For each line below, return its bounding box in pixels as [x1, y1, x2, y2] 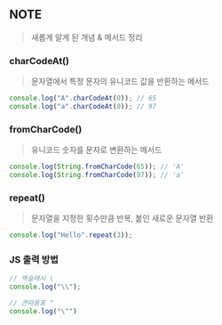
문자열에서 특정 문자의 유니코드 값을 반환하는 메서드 [30, 76, 210, 87]
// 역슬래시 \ [9, 274, 54, 283]
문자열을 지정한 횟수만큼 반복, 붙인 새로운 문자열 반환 [30, 213, 214, 223]
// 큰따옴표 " [9, 298, 54, 308]
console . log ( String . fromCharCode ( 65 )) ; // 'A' [9, 162, 185, 172]
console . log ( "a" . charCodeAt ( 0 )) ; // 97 [9, 102, 157, 110]
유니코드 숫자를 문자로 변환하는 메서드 [30, 144, 163, 155]
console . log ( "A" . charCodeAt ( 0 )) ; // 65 [9, 93, 157, 103]
